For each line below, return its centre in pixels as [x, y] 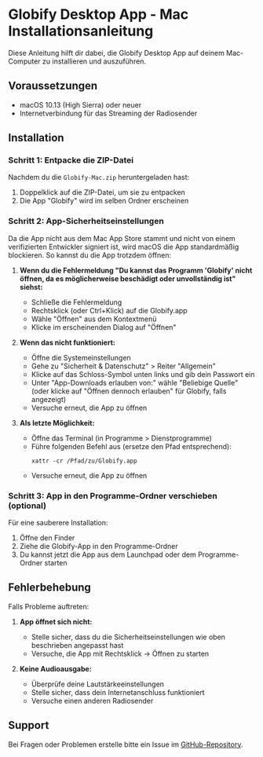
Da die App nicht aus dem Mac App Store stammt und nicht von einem [122, 238]
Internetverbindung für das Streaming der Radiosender [108, 113]
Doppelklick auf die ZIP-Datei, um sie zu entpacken [102, 192]
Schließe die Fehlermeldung [77, 302]
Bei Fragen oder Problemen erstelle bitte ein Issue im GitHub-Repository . [126, 744]
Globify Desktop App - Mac [99, 15]
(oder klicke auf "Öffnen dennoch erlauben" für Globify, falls [129, 391]
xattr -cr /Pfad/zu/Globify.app [84, 461]
